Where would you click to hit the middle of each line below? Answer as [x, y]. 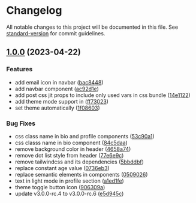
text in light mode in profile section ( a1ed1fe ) [69, 181]
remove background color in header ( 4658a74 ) [73, 149]
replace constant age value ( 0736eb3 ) [62, 168]
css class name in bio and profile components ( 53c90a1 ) [85, 136]
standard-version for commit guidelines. [56, 33]
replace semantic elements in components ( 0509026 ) [81, 174]
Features [19, 69]
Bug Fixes [21, 123]
